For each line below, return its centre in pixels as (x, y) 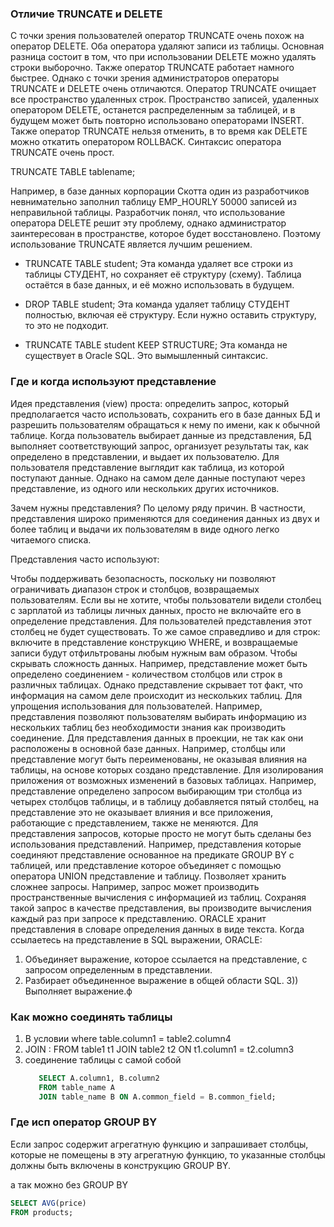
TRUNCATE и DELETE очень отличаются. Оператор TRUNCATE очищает (163, 89)
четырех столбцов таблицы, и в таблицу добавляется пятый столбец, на (165, 801)
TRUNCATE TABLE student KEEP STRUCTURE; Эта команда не (156, 345)
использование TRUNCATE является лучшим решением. (131, 244)
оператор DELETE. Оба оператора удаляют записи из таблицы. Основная (167, 46)
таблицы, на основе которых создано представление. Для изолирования (167, 769)
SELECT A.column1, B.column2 (99, 1078)
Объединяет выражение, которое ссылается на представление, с (166, 959)
